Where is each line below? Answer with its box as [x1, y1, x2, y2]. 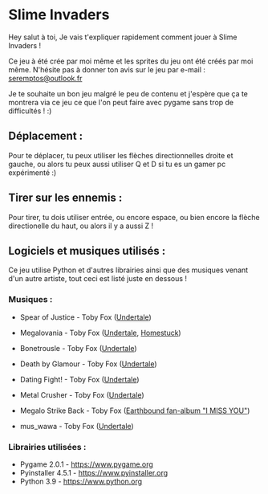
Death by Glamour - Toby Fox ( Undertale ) [19, 359, 158, 369]
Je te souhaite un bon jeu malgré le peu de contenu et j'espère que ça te [8, 88, 249, 98]
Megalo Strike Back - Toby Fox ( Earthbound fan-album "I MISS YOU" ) [19, 406, 250, 415]
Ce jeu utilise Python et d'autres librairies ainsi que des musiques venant [8, 265, 249, 275]
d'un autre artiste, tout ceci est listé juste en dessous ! [8, 274, 187, 284]
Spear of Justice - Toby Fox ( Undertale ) [19, 312, 152, 322]
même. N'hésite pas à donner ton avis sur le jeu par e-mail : [8, 64, 206, 74]
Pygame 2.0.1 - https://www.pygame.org [19, 459, 154, 469]
